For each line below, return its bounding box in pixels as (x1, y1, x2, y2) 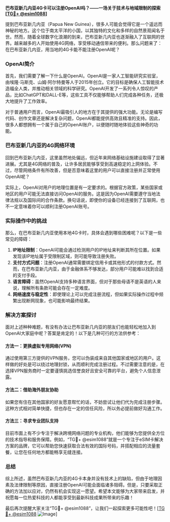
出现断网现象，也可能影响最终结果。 (17, 297, 93, 303)
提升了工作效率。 (14, 98, 50, 105)
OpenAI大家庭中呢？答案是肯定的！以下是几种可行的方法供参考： (5, 330, 141, 336)
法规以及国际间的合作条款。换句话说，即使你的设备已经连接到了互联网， (9, 197, 160, 203)
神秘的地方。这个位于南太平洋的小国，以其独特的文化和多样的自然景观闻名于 (5, 27, 165, 33)
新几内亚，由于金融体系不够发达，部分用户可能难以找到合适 (39, 266, 163, 272)
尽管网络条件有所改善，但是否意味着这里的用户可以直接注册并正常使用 (14, 167, 160, 173)
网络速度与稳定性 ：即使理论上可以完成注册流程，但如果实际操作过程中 (12, 291, 159, 297)
